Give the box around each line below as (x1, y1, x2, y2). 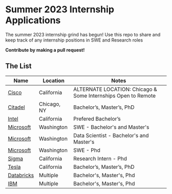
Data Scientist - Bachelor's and (73, 132, 149, 139)
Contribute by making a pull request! (5, 47, 85, 53)
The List (5, 62, 32, 70)
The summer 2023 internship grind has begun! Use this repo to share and (5, 31, 161, 37)
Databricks (8, 171, 34, 179)
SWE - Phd (73, 146, 101, 153)
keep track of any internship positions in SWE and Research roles (5, 37, 143, 43)
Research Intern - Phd (73, 155, 127, 162)
